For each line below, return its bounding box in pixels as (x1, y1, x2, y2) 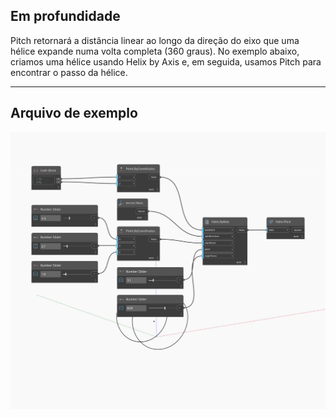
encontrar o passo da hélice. (10, 66, 128, 78)
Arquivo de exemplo (10, 105, 138, 122)
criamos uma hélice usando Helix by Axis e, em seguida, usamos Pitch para (10, 55, 322, 68)
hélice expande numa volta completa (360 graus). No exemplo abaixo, (10, 45, 300, 57)
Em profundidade (10, 8, 121, 25)
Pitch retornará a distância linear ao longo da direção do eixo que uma (10, 34, 300, 46)
